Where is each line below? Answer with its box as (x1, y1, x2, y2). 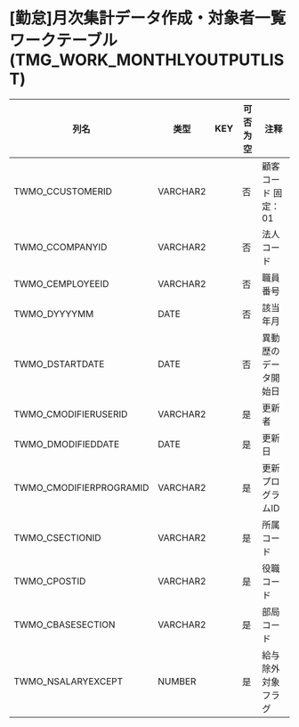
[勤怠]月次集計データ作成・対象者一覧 (9, 8, 287, 29)
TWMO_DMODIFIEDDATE (13, 437, 120, 450)
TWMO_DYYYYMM (13, 307, 94, 320)
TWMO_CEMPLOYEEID (13, 277, 109, 290)
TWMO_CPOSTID (13, 575, 86, 587)
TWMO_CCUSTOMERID (13, 184, 113, 197)
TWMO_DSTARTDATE (13, 357, 105, 370)
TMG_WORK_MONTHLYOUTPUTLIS (14, 50, 285, 70)
